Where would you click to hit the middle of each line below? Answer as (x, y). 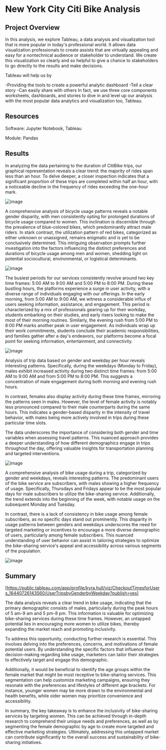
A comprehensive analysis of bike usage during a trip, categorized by (76, 473)
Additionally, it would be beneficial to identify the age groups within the (78, 670)
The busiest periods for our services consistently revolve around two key (80, 278)
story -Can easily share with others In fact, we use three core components (81, 90)
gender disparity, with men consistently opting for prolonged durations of (80, 216)
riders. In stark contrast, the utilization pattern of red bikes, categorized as (81, 232)
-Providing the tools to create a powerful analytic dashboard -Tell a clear (79, 85)
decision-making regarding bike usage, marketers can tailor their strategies (82, 655)
